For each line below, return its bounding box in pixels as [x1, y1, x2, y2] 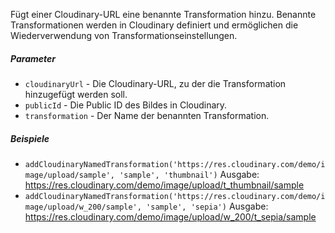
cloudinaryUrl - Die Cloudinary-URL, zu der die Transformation [24, 77, 287, 89]
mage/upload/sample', [24, 170, 115, 180]
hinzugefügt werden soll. [24, 88, 128, 100]
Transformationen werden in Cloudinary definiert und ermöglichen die [10, 19, 299, 31]
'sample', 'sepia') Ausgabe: [146, 200, 269, 212]
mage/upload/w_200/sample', [24, 202, 142, 212]
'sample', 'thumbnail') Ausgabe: [119, 168, 260, 180]
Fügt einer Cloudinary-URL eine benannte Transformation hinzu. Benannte [10, 9, 317, 20]
